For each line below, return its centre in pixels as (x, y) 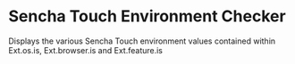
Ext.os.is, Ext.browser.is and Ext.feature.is (85, 50)
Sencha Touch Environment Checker (147, 16)
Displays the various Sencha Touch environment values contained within (142, 41)
